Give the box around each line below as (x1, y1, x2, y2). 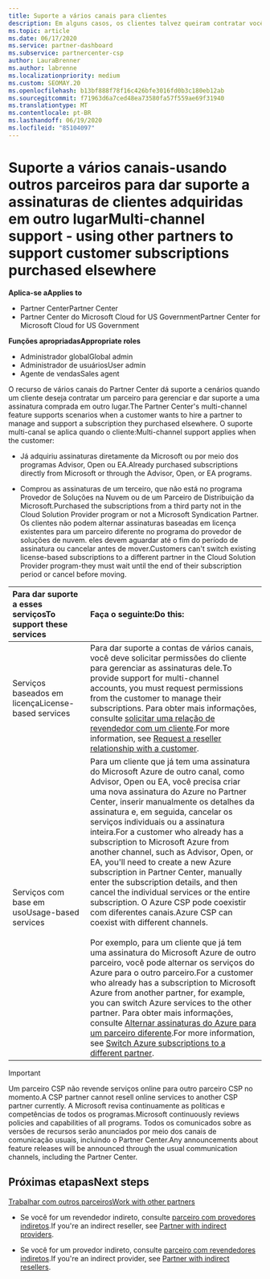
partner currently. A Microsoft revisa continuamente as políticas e (8, 1100, 225, 1110)
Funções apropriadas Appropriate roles (8, 335, 141, 346)
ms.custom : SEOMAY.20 (8, 79, 81, 87)
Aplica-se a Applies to (8, 287, 83, 298)
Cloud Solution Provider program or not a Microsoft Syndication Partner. (19, 509, 259, 519)
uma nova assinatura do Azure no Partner (89, 786, 247, 797)
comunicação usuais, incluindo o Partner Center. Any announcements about (8, 1135, 259, 1145)
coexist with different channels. (89, 916, 209, 927)
